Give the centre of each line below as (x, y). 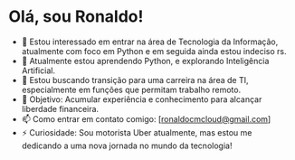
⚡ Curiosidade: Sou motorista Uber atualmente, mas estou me (137, 132)
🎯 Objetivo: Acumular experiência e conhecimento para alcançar (142, 99)
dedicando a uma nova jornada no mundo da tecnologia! (127, 146)
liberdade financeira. (60, 108)
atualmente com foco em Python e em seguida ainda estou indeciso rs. (154, 51)
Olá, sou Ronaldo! (76, 17)
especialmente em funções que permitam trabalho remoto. (131, 89)
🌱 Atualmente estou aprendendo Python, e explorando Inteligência (145, 61)
